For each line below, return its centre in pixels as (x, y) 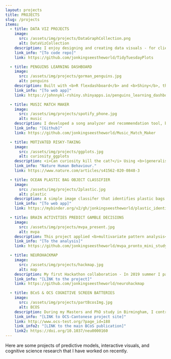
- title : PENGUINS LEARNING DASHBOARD (51, 67)
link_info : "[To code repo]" (45, 53)
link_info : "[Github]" (38, 128)
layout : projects (24, 10)
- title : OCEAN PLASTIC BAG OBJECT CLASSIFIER (60, 180)
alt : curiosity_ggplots (44, 156)
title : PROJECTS (22, 15)
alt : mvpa (29, 232)
